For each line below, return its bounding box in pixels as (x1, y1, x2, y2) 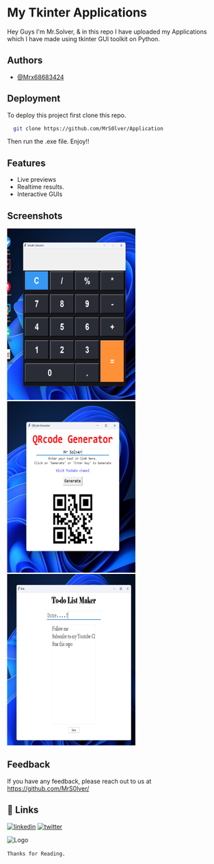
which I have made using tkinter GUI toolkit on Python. (7, 34, 161, 43)
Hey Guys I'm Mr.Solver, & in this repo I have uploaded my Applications (7, 27, 207, 36)
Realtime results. (16, 183, 65, 191)
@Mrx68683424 (16, 73, 64, 81)
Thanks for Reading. (7, 850, 66, 857)
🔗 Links (7, 804, 39, 816)
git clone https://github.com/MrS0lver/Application (13, 125, 164, 132)
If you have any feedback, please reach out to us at (7, 777, 152, 785)
